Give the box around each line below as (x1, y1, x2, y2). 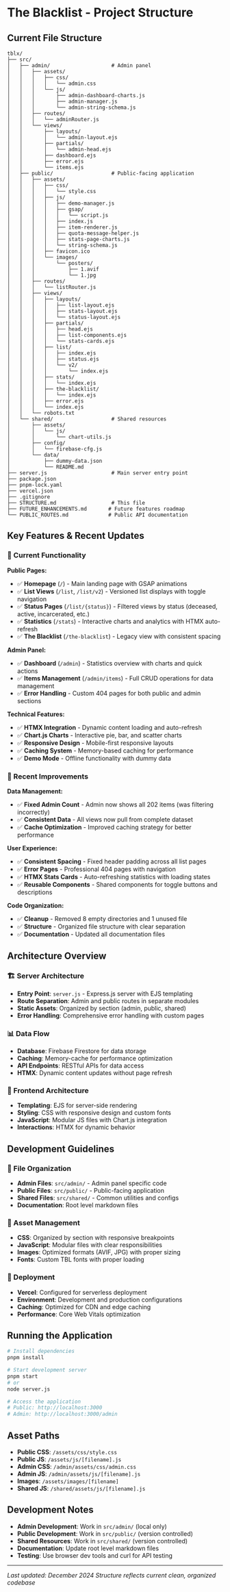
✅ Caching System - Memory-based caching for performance (16, 746, 194, 755)
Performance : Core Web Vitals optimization (16, 1310, 141, 1318)
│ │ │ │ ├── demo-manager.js (7, 200, 115, 207)
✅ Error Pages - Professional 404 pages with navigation (16, 865, 176, 873)
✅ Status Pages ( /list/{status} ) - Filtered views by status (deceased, (16, 602, 218, 610)
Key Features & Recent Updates (7, 530, 145, 542)
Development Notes (7, 1504, 94, 1516)
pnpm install (7, 1354, 44, 1361)
